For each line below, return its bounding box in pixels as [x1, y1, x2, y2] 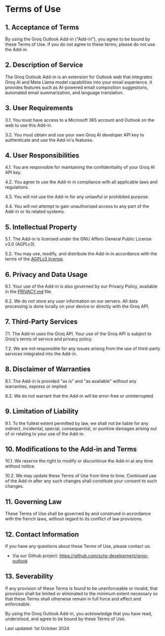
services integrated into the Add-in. [5, 351, 77, 357]
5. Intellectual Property [5, 223, 77, 231]
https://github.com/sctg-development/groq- [59, 553, 149, 559]
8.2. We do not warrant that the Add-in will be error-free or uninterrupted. [5, 393, 155, 399]
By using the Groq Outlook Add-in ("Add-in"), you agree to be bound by [5, 36, 150, 42]
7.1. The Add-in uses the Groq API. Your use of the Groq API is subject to [5, 331, 152, 336]
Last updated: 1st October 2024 [5, 625, 69, 631]
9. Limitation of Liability [5, 407, 79, 416]
